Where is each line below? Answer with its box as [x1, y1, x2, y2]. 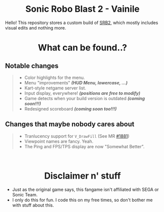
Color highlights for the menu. [24, 75, 85, 80]
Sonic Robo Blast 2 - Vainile [25, 3, 140, 15]
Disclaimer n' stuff [44, 170, 121, 181]
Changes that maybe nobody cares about [5, 120, 135, 129]
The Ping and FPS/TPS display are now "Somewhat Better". [24, 143, 145, 149]
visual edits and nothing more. [5, 25, 66, 30]
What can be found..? [38, 42, 127, 53]
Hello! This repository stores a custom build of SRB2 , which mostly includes [5, 20, 159, 26]
